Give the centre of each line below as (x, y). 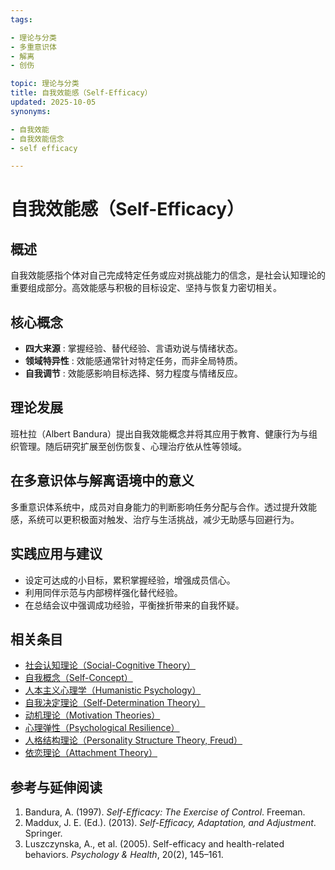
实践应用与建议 (56, 554)
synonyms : (31, 111)
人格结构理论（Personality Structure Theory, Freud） (133, 740)
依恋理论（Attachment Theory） (91, 753)
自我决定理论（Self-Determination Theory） (115, 703)
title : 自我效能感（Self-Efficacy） (81, 93)
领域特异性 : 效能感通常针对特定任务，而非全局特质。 (133, 361)
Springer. (43, 833)
